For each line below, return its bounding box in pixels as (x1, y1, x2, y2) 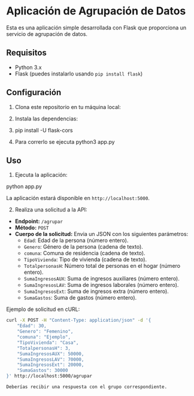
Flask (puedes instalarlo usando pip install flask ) (14, 70, 143, 77)
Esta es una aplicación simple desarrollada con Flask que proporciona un (6, 24, 187, 31)
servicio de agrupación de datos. (6, 30, 88, 37)
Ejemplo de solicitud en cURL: (6, 306, 80, 313)
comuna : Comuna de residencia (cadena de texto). (23, 250, 145, 257)
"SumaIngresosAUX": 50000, (17, 350, 84, 357)
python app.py (6, 183, 43, 190)
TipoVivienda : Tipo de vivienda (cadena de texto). (23, 256, 147, 263)
